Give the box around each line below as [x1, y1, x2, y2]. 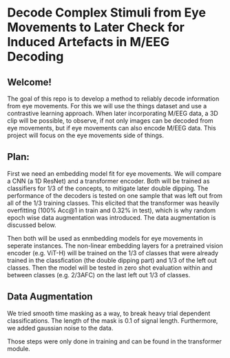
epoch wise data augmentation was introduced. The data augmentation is [7, 213, 216, 221]
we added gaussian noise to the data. [7, 324, 114, 332]
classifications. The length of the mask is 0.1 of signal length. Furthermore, [7, 316, 218, 325]
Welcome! [7, 76, 52, 88]
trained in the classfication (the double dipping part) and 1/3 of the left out [7, 256, 217, 264]
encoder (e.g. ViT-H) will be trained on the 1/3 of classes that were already [7, 248, 219, 257]
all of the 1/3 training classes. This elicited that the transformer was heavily [7, 199, 220, 207]
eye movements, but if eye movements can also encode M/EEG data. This [7, 124, 216, 132]
